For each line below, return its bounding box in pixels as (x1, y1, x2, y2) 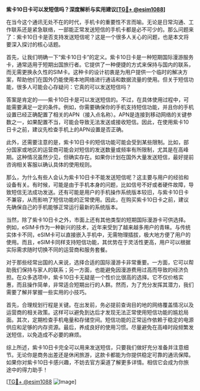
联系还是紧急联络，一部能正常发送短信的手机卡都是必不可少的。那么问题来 (11, 26, 194, 33)
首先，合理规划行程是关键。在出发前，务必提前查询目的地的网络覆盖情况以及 (6, 301, 194, 308)
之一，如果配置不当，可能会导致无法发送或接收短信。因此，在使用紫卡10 (11, 119, 189, 125)
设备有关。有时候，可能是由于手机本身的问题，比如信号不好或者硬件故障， (6, 181, 189, 188)
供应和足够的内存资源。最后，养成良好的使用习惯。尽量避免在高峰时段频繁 (6, 324, 189, 331)
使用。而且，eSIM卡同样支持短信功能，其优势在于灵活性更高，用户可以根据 (6, 239, 191, 245)
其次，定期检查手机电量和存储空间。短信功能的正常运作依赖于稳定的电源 (16, 316, 194, 323)
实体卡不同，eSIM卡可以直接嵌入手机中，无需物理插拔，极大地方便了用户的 (6, 231, 191, 238)
